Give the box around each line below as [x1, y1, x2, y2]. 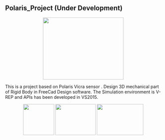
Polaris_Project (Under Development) [5, 4, 123, 12]
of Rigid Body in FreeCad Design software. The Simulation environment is [5, 89, 155, 95]
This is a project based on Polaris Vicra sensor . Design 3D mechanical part [5, 83, 160, 89]
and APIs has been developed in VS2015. [14, 94, 98, 100]
